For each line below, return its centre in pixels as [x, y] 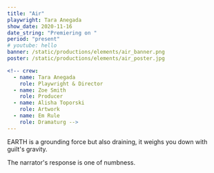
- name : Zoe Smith [40, 90]
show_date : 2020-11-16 [40, 26]
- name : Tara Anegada [45, 77]
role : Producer [41, 96]
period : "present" [33, 39]
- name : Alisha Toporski [49, 103]
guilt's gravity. [27, 149]
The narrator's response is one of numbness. [71, 162]
